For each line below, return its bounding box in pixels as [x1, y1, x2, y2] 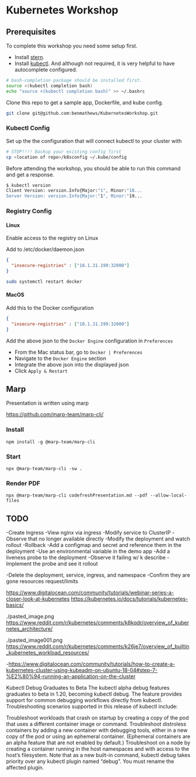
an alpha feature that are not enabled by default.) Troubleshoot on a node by [6, 739, 191, 747]
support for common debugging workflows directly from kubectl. [6, 697, 163, 704]
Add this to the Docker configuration [6, 304, 94, 311]
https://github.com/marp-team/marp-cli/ [6, 411, 104, 418]
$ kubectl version [6, 182, 51, 188]
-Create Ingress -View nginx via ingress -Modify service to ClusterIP [6, 529, 171, 536]
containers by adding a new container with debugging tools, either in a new [6, 727, 188, 734]
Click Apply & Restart [14, 367, 68, 374]
